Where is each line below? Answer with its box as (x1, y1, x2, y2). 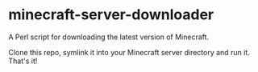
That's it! (8, 56, 38, 66)
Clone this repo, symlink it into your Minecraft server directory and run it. (8, 47, 250, 57)
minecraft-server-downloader (8, 6, 214, 24)
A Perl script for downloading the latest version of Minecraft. (8, 32, 210, 42)
